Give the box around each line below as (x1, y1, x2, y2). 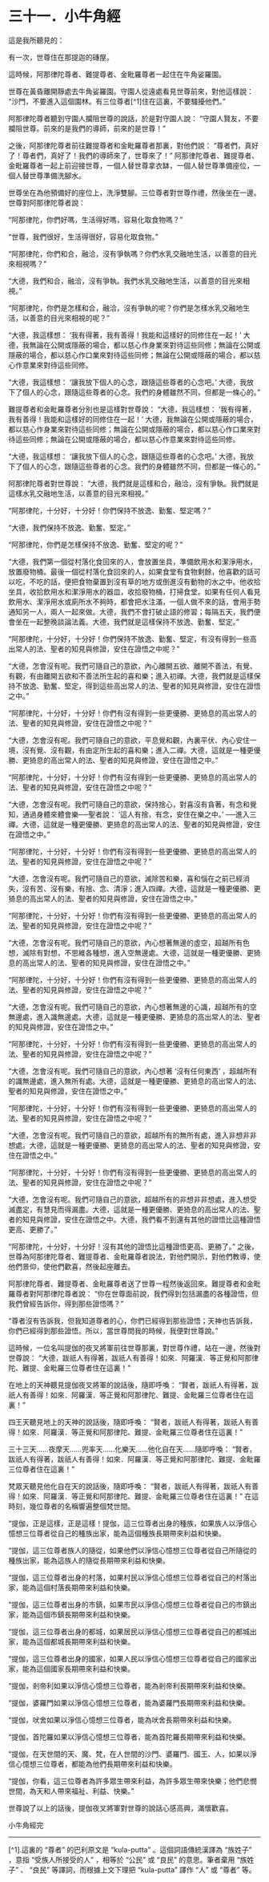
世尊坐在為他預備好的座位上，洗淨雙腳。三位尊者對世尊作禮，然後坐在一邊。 (8, 188, 261, 197)
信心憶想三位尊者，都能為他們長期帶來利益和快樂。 (8, 1758, 177, 1769)
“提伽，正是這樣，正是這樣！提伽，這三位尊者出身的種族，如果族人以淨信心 (8, 1518, 258, 1528)
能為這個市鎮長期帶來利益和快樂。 (22, 1609, 134, 1619)
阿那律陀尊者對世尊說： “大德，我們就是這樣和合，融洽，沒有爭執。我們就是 (8, 478, 259, 488)
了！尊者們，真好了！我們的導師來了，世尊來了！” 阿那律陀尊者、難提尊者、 (8, 150, 259, 160)
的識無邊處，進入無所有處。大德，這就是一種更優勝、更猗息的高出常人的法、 (8, 1076, 261, 1085)
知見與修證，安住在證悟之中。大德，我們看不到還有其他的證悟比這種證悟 (22, 1215, 261, 1224)
